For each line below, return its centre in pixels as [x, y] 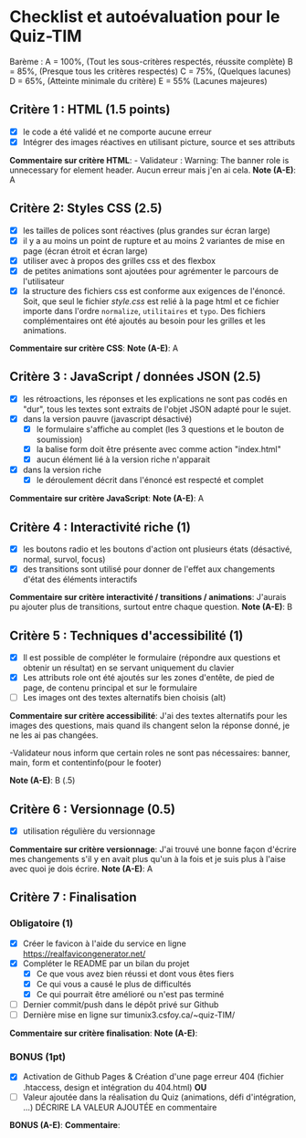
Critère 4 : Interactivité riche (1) [100, 527]
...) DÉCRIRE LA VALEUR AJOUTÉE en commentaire [120, 1107]
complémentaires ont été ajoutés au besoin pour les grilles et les [144, 321]
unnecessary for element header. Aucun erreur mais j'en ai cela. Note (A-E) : [153, 170]
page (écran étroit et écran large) [85, 251]
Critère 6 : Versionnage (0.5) [93, 809]
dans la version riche [62, 470]
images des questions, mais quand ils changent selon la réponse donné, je [150, 726]
